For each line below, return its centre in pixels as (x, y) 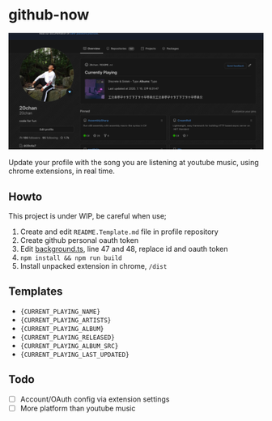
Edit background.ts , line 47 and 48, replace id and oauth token (124, 249)
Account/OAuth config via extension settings (95, 399)
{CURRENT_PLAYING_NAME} (60, 312)
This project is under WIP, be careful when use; (88, 216)
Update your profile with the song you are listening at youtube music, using (134, 163)
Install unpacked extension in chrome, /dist (93, 266)
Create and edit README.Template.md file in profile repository (119, 232)
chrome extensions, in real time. (62, 171)
